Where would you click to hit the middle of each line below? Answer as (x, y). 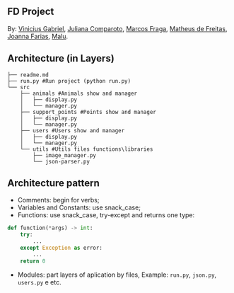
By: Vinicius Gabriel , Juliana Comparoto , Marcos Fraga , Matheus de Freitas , (117, 28)
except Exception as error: (61, 248)
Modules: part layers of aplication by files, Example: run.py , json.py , (117, 275)
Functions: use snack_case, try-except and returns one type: (106, 215)
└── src (19, 87)
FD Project (31, 12)
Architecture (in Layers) (61, 58)
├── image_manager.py (65, 155)
